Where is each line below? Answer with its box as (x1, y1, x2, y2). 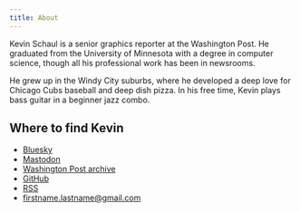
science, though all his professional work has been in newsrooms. (9, 57, 256, 68)
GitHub (22, 173, 50, 184)
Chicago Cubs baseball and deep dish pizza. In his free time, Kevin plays (9, 84, 281, 95)
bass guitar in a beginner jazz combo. (9, 94, 150, 105)
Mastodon (22, 154, 61, 165)
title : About (9, 13, 59, 23)
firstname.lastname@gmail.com (22, 192, 141, 204)
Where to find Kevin (9, 120, 124, 136)
